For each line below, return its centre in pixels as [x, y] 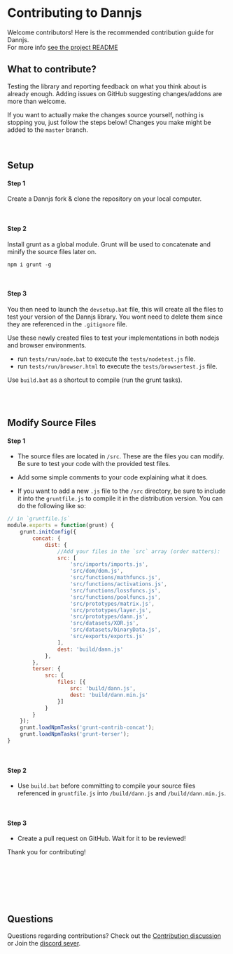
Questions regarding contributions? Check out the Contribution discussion [114, 936]
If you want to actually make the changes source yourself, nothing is [106, 114]
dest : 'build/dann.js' [90, 649]
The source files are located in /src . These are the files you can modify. [121, 456]
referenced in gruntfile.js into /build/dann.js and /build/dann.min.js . [121, 793]
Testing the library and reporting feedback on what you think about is [107, 86]
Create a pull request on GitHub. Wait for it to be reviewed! [102, 839]
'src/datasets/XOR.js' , [104, 623]
